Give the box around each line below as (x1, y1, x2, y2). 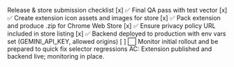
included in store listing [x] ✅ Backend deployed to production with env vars (7, 29, 226, 38)
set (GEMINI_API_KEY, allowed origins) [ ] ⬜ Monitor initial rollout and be (7, 38, 219, 45)
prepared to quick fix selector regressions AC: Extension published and (7, 45, 212, 53)
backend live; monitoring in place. (7, 52, 105, 60)
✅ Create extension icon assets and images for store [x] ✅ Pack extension (7, 14, 221, 22)
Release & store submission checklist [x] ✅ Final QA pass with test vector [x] (7, 6, 228, 14)
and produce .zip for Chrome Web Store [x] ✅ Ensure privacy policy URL (7, 22, 216, 30)
